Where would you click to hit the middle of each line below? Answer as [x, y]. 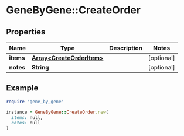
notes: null [26, 123]
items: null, [27, 117]
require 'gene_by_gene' [35, 102]
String [40, 67]
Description [126, 48]
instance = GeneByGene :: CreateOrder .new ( [57, 112]
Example [22, 88]
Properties [26, 32]
